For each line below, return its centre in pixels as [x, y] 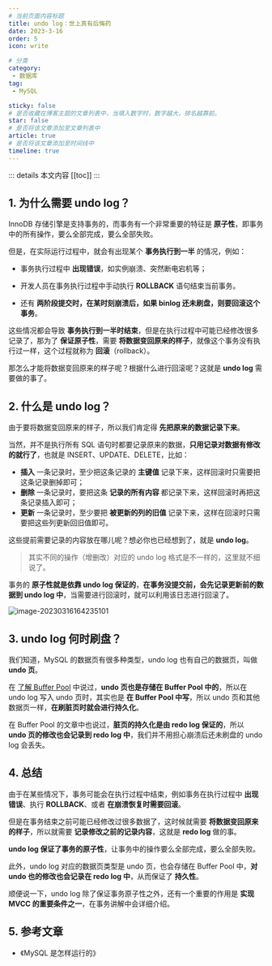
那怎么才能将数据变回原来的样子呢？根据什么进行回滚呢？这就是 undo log [131, 368]
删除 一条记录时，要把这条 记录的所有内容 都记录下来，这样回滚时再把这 [140, 493]
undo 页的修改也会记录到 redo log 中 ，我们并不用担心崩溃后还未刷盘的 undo [136, 735]
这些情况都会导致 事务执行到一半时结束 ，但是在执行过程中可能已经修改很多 [134, 330]
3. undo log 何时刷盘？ [65, 638]
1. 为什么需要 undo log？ [70, 203]
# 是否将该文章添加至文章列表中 [54, 128]
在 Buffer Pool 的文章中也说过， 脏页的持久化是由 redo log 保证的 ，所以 [126, 725]
